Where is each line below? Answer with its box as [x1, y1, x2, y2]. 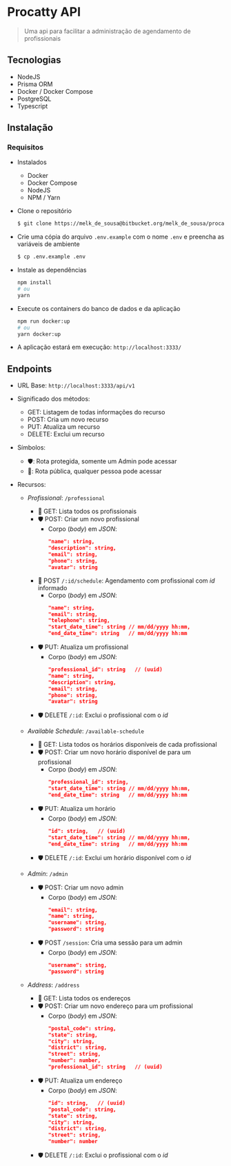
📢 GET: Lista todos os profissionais [37, 507, 137, 516]
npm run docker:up [17, 318, 70, 325]
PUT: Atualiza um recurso [27, 423, 100, 431]
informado [37, 583, 68, 592]
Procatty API [7, 4, 81, 20]
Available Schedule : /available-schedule [27, 727, 145, 735]
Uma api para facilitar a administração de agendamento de [23, 27, 191, 35]
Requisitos [7, 143, 43, 152]
